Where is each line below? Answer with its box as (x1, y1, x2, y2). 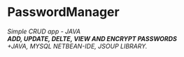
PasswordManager (7, 4, 120, 20)
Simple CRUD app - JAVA (7, 27, 81, 35)
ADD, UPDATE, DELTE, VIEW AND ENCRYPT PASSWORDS (7, 34, 177, 42)
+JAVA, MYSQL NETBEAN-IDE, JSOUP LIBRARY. (7, 42, 148, 50)
